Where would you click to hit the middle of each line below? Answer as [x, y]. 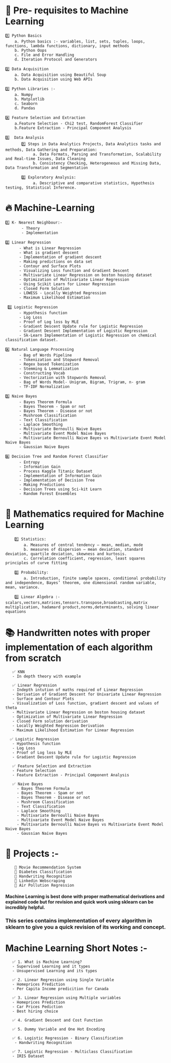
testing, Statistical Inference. [41, 187]
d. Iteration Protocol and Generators [56, 59]
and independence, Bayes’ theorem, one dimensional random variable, [81, 583]
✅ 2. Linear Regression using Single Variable [63, 980]
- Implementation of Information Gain [60, 476]
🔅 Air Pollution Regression [44, 885]
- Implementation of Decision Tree [57, 480]
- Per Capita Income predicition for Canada [60, 989]
